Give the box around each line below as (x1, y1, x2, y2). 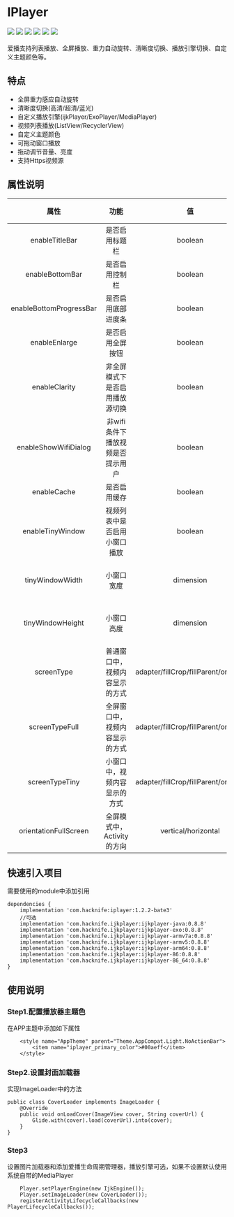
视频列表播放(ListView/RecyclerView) (17, 121, 125, 129)
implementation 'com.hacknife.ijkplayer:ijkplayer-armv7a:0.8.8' (19, 932, 214, 940)
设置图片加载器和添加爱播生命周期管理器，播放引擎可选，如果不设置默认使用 (7, 1162, 227, 1171)
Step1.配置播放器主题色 (7, 1007, 86, 1016)
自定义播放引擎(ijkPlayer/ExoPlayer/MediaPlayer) (17, 113, 157, 121)
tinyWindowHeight (23, 618, 84, 628)
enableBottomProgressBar (10, 303, 97, 313)
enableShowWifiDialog (16, 442, 91, 452)
